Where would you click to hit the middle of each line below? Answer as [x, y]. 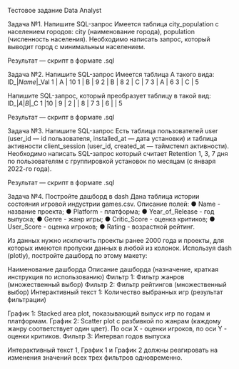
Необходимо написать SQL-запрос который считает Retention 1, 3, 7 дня [118, 154]
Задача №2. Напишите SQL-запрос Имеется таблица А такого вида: [111, 74]
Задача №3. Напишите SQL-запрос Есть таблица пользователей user [113, 131]
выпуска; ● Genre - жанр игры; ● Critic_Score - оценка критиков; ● [111, 219]
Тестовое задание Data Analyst [55, 10]
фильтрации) [27, 300]
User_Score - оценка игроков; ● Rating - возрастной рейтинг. [101, 227]
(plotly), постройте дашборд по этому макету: [77, 255]
